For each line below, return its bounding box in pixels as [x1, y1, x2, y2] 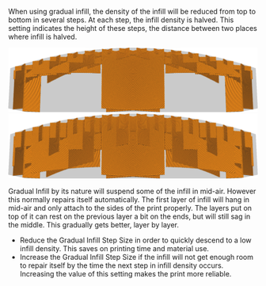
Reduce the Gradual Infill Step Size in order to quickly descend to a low [19, 235, 252, 245]
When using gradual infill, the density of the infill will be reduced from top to [8, 7, 256, 16]
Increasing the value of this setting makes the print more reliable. [19, 269, 232, 278]
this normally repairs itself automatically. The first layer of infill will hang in [8, 194, 250, 204]
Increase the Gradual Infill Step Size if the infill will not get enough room [19, 252, 253, 261]
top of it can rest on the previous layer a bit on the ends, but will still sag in [8, 212, 251, 221]
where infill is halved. [8, 32, 78, 41]
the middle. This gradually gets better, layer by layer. [8, 219, 180, 229]
